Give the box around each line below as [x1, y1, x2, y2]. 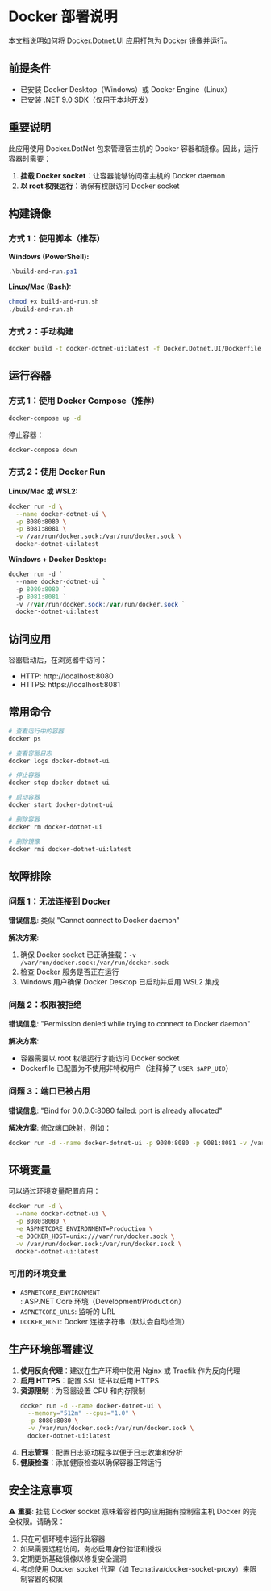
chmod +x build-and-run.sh [8, 298, 99, 306]
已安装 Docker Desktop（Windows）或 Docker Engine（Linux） [19, 84, 232, 94]
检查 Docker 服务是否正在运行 [19, 967, 119, 977]
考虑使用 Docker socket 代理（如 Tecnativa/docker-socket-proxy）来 [19, 1564, 250, 1573]
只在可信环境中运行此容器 [19, 1534, 106, 1543]
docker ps [8, 734, 42, 743]
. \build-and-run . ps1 [8, 267, 78, 275]
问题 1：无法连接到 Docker [8, 896, 111, 907]
